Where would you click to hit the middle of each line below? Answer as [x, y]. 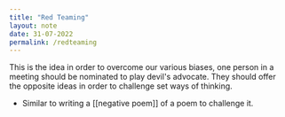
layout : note [33, 26]
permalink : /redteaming [53, 42]
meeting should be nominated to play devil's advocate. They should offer [143, 77]
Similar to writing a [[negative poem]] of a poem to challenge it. [138, 104]
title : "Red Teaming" [49, 17]
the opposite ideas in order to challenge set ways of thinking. [121, 86]
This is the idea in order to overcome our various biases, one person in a [142, 67]
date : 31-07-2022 [41, 34]
